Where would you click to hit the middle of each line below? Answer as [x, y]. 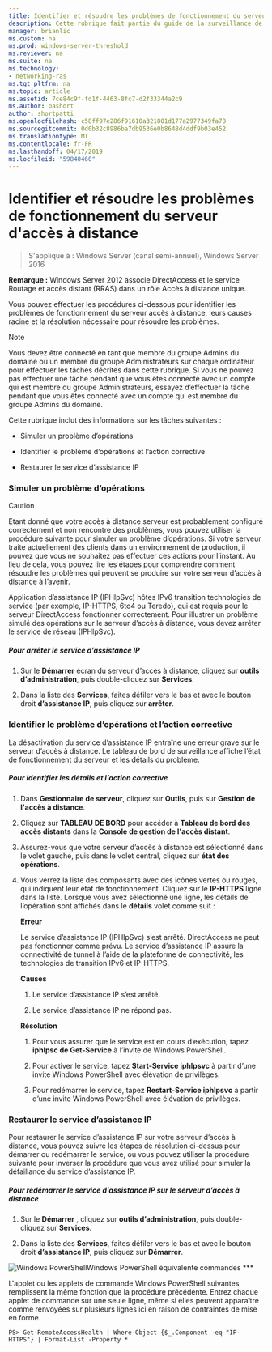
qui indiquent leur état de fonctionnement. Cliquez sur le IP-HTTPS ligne [141, 888]
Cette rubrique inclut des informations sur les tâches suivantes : [115, 420]
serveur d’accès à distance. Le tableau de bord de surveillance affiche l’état [135, 750]
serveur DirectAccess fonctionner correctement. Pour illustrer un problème [134, 614]
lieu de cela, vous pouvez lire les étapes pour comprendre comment [122, 564]
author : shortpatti [41, 114]
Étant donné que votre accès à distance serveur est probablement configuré [136, 521]
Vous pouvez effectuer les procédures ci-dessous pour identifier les [122, 304]
